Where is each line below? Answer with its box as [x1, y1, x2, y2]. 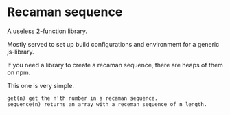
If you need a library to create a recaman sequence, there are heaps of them [7, 61, 223, 69]
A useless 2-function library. [7, 27, 88, 35]
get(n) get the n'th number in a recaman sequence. [7, 94, 158, 102]
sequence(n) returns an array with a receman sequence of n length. [7, 101, 207, 107]
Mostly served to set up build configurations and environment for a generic [7, 40, 220, 48]
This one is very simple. [7, 81, 74, 90]
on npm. [7, 68, 31, 76]
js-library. [7, 48, 34, 56]
